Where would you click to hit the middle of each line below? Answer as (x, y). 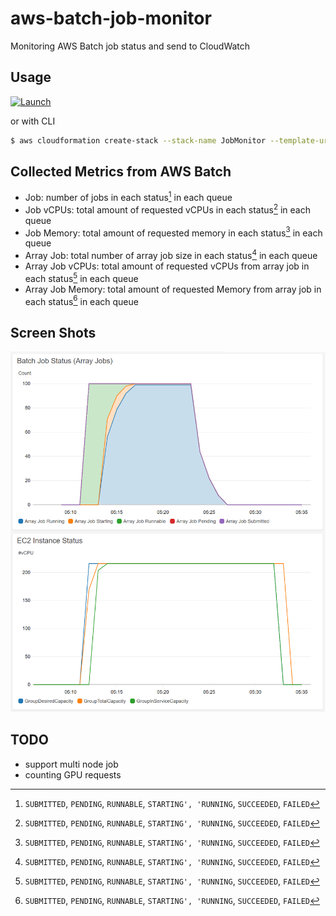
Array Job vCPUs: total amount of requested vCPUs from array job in (167, 266)
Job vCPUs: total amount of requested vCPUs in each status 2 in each (167, 209)
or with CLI (33, 121)
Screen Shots (53, 332)
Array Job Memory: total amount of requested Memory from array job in (173, 289)
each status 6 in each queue (81, 300)
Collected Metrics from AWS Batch (121, 172)
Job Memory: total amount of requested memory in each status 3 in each (173, 232)
